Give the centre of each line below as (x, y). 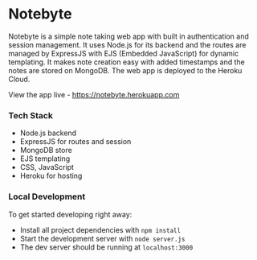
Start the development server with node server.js (102, 238)
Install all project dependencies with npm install (100, 229)
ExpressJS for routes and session (75, 142)
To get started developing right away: (70, 214)
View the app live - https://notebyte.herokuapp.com (94, 94)
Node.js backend (48, 133)
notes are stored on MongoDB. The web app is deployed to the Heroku (125, 70)
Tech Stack (31, 115)
